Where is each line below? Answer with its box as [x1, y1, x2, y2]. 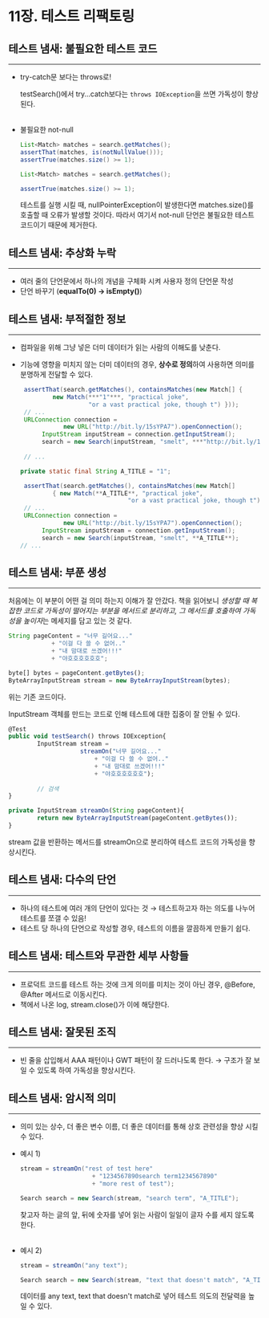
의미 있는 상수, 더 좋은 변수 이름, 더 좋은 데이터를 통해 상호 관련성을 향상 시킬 [19, 1121, 259, 1132]
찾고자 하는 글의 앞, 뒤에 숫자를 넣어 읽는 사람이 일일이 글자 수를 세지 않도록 [19, 1210, 255, 1219]
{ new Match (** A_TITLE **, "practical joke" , [52, 489, 204, 498]
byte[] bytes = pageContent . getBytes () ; [8, 669, 146, 677]
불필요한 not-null [19, 125, 74, 134]
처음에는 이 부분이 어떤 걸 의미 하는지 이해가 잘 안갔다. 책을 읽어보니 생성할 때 [8, 596, 250, 606]
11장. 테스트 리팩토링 [8, 7, 134, 26]
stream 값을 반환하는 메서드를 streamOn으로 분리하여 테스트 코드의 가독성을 [8, 836, 247, 847]
